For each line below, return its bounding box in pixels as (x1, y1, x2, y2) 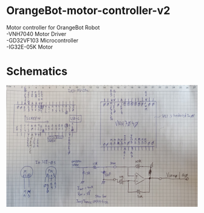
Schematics (6, 65, 68, 79)
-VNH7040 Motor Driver (6, 30, 67, 37)
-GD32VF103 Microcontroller (6, 37, 79, 44)
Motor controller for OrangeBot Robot (6, 24, 100, 31)
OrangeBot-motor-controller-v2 (6, 4, 171, 18)
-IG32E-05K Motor (6, 43, 53, 51)
